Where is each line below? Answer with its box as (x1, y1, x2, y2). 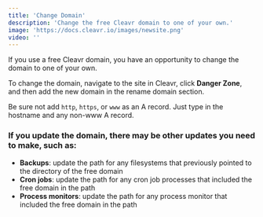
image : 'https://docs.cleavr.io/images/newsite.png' (8, 26, 184, 34)
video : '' (8, 33, 41, 42)
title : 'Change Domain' (8, 11, 86, 20)
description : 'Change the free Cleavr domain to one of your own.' (8, 19, 234, 27)
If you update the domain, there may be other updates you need (8, 131, 256, 142)
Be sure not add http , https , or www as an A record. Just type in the (8, 102, 224, 112)
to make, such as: (8, 140, 77, 151)
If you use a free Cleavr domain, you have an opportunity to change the (8, 55, 239, 64)
